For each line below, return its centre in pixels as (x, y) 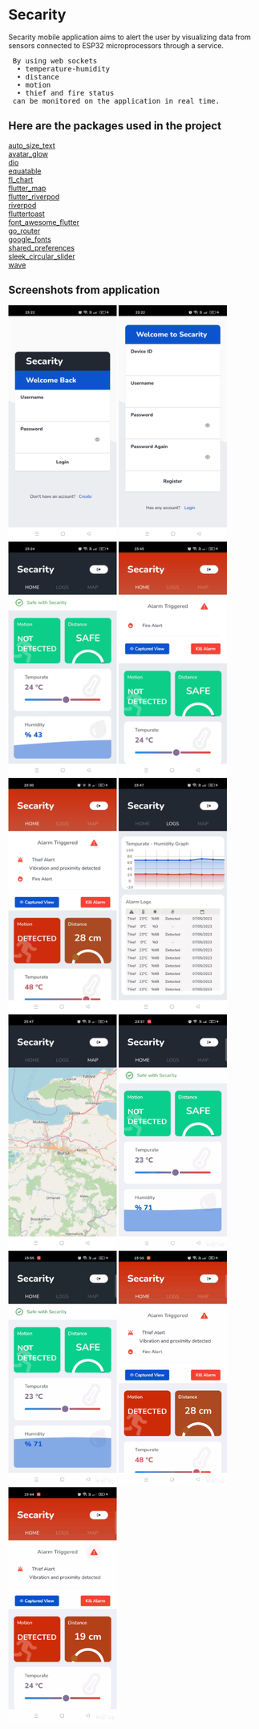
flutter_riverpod (34, 196)
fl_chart (21, 179)
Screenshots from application (84, 290)
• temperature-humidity (63, 69)
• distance (38, 77)
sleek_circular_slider (42, 256)
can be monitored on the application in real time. (116, 101)
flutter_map (27, 188)
